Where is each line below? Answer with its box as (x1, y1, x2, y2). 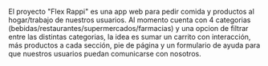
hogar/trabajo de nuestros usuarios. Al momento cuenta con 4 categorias (8, 15, 251, 25)
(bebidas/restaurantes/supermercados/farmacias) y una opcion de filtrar (8, 24, 249, 33)
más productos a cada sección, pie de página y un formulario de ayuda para (8, 41, 261, 50)
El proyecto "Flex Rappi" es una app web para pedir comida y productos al (8, 7, 255, 16)
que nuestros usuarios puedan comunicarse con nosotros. (8, 49, 202, 58)
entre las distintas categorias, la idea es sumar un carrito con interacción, (8, 32, 251, 41)
